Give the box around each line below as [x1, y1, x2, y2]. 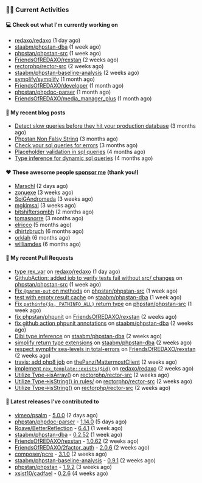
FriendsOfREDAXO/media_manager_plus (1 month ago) [14, 95, 152, 102]
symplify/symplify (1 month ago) [14, 75, 96, 83]
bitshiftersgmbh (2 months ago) [14, 208, 94, 215]
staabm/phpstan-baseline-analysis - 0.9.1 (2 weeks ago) [14, 456, 156, 464]
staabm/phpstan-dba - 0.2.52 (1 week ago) [14, 431, 123, 438]
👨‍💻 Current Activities [5, 5, 69, 14]
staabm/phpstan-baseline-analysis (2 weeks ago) [14, 69, 139, 77]
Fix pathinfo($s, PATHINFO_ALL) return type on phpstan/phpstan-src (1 [14, 300, 192, 307]
